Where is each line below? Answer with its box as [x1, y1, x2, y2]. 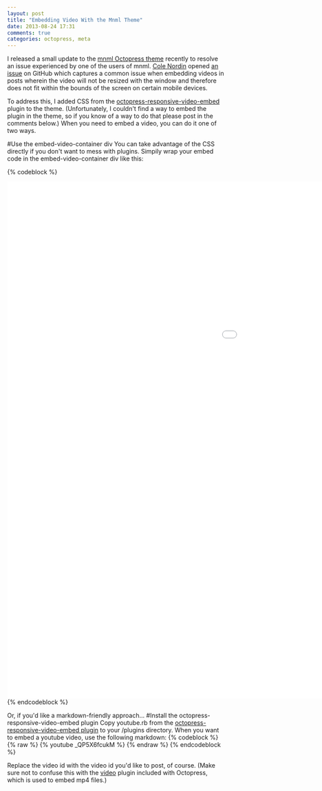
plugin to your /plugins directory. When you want [80, 726, 219, 734]
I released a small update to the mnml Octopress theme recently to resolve [7, 54, 219, 63]
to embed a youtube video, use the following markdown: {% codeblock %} [7, 733, 219, 741]
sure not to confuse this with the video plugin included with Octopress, [7, 769, 208, 777]
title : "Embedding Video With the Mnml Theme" [7, 17, 143, 23]
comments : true [7, 29, 51, 37]
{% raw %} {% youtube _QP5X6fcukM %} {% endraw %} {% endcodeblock [7, 741, 222, 749]
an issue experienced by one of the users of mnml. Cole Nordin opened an [7, 62, 219, 70]
